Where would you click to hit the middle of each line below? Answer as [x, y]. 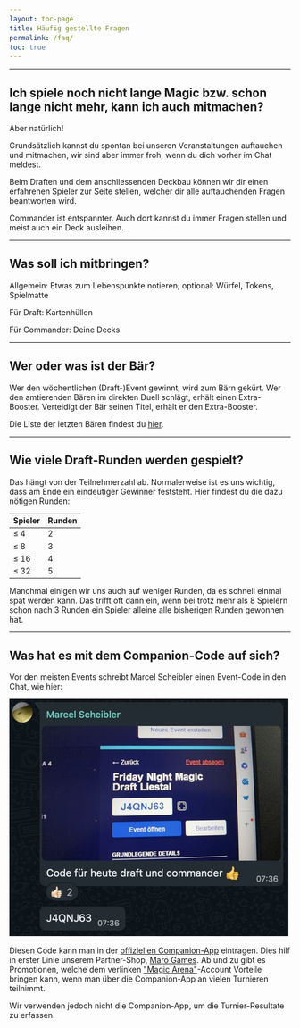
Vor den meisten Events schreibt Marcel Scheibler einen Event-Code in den [148, 677]
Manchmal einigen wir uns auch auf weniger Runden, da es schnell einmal [146, 590]
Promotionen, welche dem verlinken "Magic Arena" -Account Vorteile [136, 970]
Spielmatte [29, 295]
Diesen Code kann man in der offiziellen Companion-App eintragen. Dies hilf [150, 950]
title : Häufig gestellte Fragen [69, 28]
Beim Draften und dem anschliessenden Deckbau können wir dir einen [139, 182]
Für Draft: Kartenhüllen [51, 312]
